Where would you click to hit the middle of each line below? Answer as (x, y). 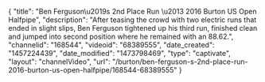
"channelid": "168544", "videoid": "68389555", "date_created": (111, 45)
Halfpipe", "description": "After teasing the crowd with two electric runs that (132, 20)
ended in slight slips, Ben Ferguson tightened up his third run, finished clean (133, 28)
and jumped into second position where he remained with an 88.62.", (121, 36)
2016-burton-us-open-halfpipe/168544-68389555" (93, 70)
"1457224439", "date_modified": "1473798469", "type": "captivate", (119, 53)
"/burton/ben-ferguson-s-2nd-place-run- (180, 61)
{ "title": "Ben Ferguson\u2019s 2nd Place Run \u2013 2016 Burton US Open (132, 11)
